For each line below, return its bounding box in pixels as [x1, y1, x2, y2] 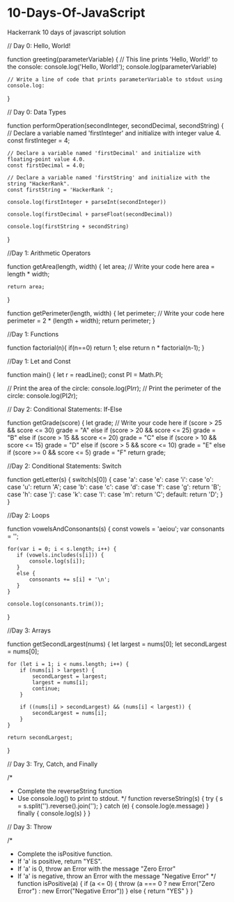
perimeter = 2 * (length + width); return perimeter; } [7, 316, 155, 325]
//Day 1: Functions [7, 330, 59, 338]
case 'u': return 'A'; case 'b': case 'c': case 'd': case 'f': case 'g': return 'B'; [7, 482, 221, 491]
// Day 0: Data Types [7, 108, 66, 116]
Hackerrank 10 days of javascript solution [7, 28, 126, 36]
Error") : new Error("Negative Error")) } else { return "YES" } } [17, 887, 194, 895]
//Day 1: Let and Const [7, 357, 71, 365]
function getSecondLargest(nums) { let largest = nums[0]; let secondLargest [7, 639, 227, 648]
